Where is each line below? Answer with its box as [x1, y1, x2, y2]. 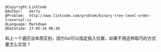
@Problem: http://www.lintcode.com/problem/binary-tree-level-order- [5, 13, 152, 18]
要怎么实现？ [5, 42, 31, 47]
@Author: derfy [5, 9, 40, 14]
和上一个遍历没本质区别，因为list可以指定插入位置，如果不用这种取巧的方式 [5, 35, 156, 41]
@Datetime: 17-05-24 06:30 [5, 26, 60, 31]
